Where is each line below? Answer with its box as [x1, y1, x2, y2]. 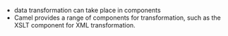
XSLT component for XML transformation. [13, 21, 136, 29]
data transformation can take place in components [13, 6, 161, 14]
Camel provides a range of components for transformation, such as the [13, 13, 221, 22]
